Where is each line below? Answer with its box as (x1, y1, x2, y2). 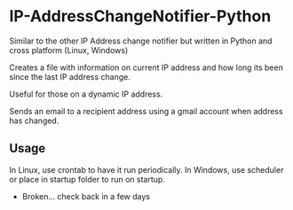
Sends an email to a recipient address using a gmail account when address (9, 105, 283, 116)
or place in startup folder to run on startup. (9, 174, 166, 184)
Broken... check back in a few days (21, 191, 151, 201)
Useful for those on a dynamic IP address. (9, 89, 163, 99)
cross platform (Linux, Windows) (9, 44, 129, 55)
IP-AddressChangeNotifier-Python (9, 6, 272, 27)
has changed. (9, 115, 59, 126)
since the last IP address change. (9, 71, 131, 82)
